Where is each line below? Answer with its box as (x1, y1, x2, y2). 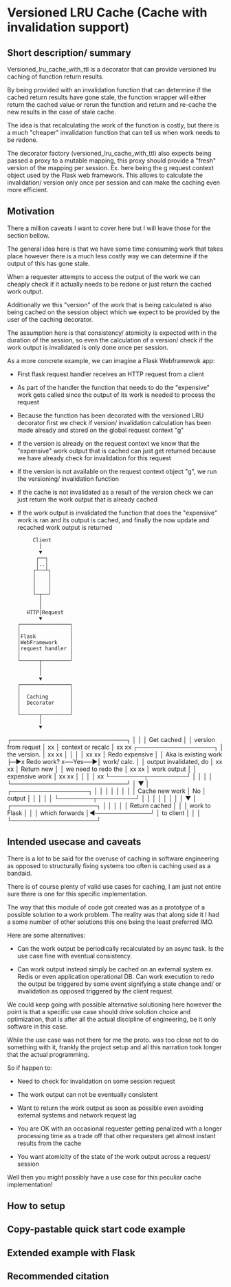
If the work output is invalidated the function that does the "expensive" (16, 508, 218, 517)
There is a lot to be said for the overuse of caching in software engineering (7, 854, 219, 863)
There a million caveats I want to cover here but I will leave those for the (7, 224, 211, 232)
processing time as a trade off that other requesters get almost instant (16, 1131, 216, 1140)
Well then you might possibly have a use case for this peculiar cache (7, 1173, 201, 1181)
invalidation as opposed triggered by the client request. (16, 987, 174, 995)
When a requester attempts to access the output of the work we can (7, 272, 201, 280)
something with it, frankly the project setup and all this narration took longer (7, 1042, 222, 1051)
